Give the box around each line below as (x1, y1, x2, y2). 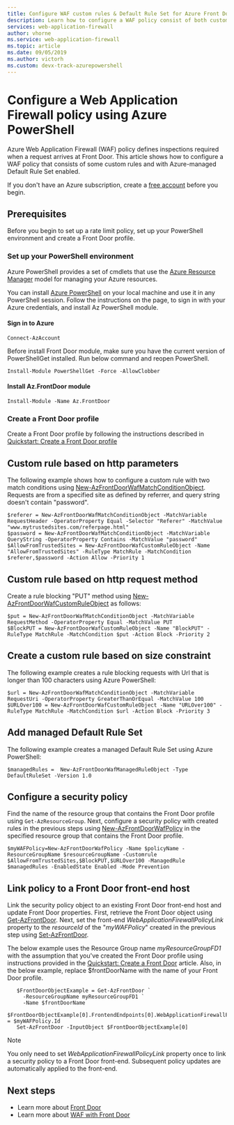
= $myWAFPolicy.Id (7, 1018, 61, 1025)
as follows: (110, 599, 141, 607)
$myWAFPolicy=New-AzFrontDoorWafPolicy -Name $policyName (7, 845, 179, 852)
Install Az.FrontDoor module (7, 382, 91, 391)
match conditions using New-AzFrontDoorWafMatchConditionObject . (7, 483, 206, 492)
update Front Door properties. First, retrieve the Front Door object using (7, 908, 212, 917)
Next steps (7, 1085, 56, 1096)
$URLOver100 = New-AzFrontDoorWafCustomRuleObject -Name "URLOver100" (7, 702, 217, 709)
